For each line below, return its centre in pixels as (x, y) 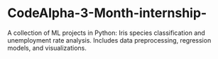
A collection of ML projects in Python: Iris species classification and (107, 33)
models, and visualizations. (47, 48)
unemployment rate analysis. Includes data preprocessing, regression (109, 40)
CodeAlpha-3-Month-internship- (107, 13)
